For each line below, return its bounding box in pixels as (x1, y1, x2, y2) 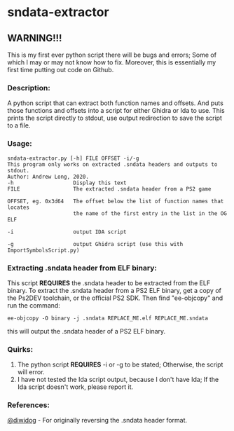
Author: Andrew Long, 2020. (7, 173, 90, 180)
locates (7, 204, 30, 211)
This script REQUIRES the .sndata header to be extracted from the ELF (7, 278, 211, 287)
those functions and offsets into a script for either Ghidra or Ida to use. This (7, 107, 226, 115)
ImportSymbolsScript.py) (7, 247, 80, 254)
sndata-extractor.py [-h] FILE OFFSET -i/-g (7, 155, 139, 162)
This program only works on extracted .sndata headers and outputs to (7, 160, 218, 168)
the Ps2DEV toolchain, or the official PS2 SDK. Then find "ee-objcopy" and (7, 294, 223, 302)
